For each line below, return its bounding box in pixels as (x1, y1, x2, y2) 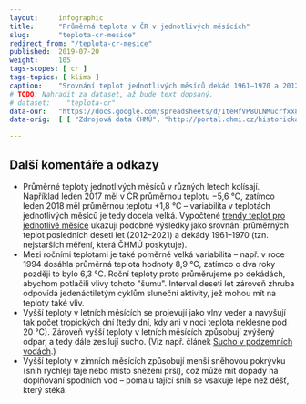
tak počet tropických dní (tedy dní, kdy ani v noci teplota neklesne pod (22, 316, 288, 327)
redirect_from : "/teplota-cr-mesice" (9, 38, 153, 48)
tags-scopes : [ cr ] (9, 65, 88, 74)
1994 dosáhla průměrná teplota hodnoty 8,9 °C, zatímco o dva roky (22, 258, 276, 269)
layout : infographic (9, 13, 104, 23)
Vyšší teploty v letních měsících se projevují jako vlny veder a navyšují (22, 306, 287, 317)
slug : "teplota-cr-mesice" (9, 30, 137, 39)
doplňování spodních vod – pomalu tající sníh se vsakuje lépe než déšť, (22, 375, 290, 386)
